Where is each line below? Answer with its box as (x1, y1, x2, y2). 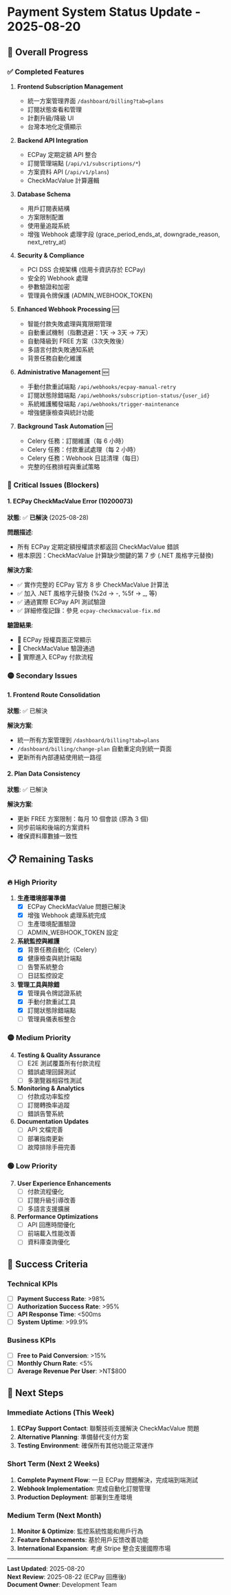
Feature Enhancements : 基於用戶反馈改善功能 (16, 1536, 149, 1543)
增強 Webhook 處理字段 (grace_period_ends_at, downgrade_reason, (27, 230, 220, 238)
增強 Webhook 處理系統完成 (27, 911, 107, 919)
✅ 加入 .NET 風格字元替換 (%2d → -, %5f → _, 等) (16, 590, 157, 597)
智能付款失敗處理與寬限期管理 (27, 320, 112, 328)
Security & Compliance (16, 251, 85, 259)
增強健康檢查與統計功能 (27, 408, 94, 417)
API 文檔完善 (27, 1125, 63, 1134)
